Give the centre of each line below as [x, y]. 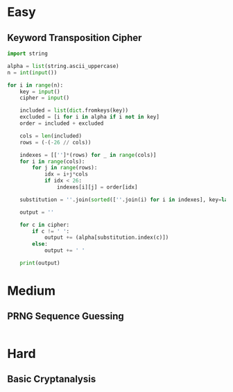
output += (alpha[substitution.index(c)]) [106, 238]
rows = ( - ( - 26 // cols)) [55, 142]
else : [40, 244]
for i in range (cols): [52, 161]
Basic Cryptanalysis [52, 379]
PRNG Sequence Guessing [66, 316]
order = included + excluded [62, 123]
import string [28, 53]
